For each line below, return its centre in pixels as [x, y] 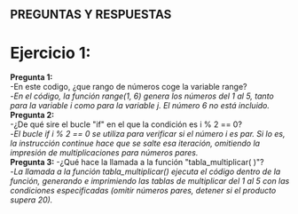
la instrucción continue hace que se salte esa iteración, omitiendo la [135, 143]
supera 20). [31, 200]
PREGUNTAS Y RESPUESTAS [91, 15]
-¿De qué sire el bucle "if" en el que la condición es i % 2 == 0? [126, 124]
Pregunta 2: [32, 115]
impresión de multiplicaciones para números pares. [104, 153]
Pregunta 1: [31, 77]
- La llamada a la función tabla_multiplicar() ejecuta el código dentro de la [145, 171]
